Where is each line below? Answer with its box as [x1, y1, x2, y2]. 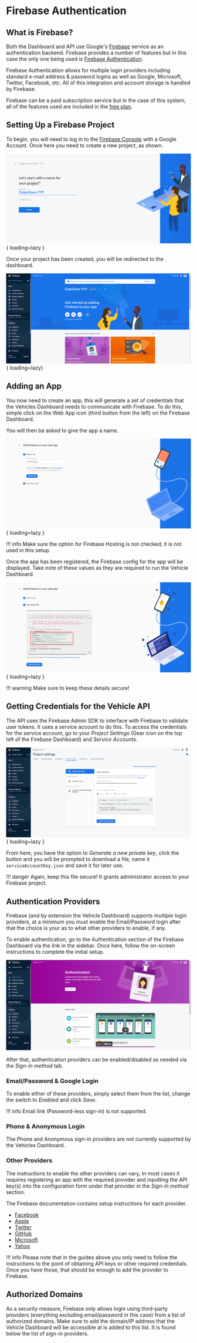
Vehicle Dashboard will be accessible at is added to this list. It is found [6, 1324, 176, 1331]
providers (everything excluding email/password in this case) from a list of [6, 1311, 186, 1318]
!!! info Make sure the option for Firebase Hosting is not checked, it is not [6, 540, 182, 548]
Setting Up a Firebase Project [6, 120, 115, 130]
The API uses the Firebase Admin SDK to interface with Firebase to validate [6, 717, 188, 724]
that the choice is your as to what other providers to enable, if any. [6, 924, 167, 931]
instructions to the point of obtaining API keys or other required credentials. [6, 1260, 188, 1267]
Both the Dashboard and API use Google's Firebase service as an [6, 43, 164, 50]
